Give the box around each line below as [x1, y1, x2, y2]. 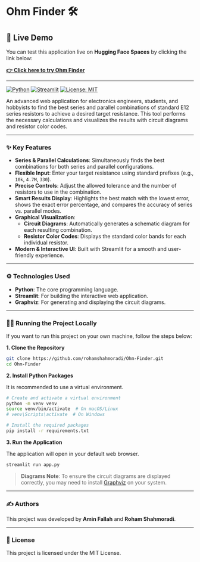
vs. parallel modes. [14, 207, 61, 215]
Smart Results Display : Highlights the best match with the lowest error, [14, 195, 190, 202]
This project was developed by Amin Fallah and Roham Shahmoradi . [6, 516, 176, 523]
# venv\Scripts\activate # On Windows [6, 412, 105, 418]
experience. [35, 251, 64, 259]
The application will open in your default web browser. [6, 450, 139, 457]
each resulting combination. [23, 226, 92, 234]
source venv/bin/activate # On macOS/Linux [6, 406, 118, 412]
